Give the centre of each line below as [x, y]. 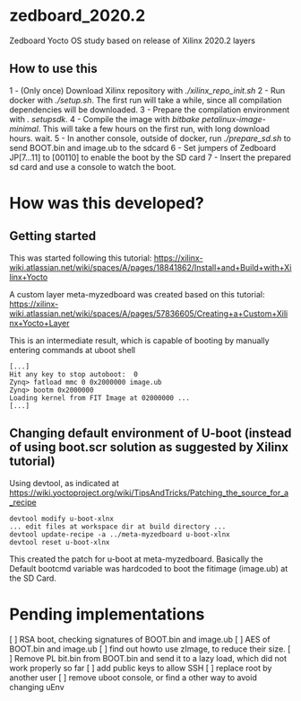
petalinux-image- [233, 119]
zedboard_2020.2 [77, 16]
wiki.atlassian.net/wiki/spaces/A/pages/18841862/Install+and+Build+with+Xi [150, 267]
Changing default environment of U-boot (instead [150, 434]
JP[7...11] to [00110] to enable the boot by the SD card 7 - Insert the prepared [150, 157]
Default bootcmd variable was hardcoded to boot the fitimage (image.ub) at [149, 568]
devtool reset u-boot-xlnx [60, 542]
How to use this [54, 69]
